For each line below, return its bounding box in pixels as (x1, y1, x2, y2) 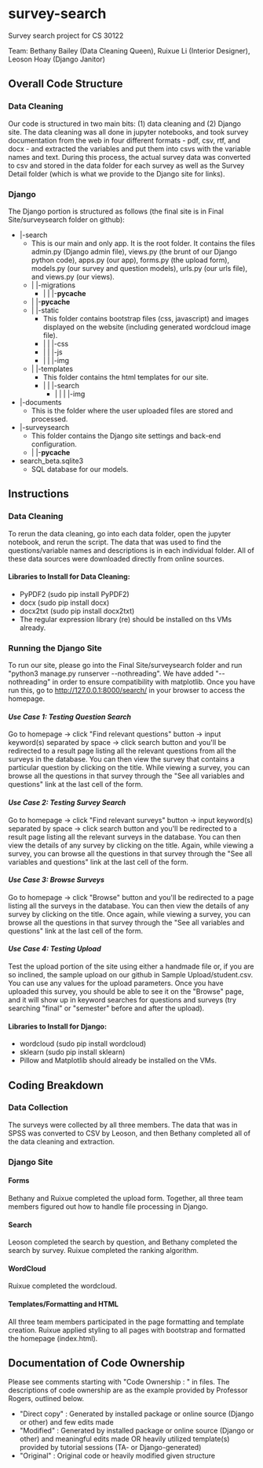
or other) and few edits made (19, 1418, 114, 1427)
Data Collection (8, 1102, 68, 1113)
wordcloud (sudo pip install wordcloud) (19, 1039, 147, 1048)
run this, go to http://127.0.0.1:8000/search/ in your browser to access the (8, 686, 246, 695)
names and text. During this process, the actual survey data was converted (8, 152, 251, 161)
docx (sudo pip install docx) (19, 598, 110, 607)
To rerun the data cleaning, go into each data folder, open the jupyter (8, 528, 232, 538)
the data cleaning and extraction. (8, 1136, 115, 1146)
